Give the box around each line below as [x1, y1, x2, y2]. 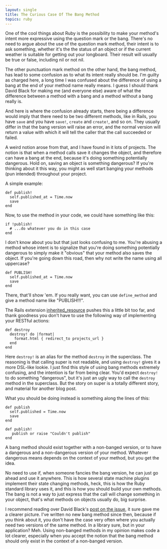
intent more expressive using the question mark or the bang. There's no [5, 35, 153, 41]
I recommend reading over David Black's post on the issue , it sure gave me [5, 506, 160, 512]
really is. [5, 98, 22, 104]
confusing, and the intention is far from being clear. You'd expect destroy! [5, 369, 158, 375]
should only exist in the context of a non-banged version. [5, 538, 123, 544]
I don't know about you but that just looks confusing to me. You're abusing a [5, 239, 162, 245]
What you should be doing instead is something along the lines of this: [5, 395, 150, 401]
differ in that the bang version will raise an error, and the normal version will [5, 124, 161, 130]
